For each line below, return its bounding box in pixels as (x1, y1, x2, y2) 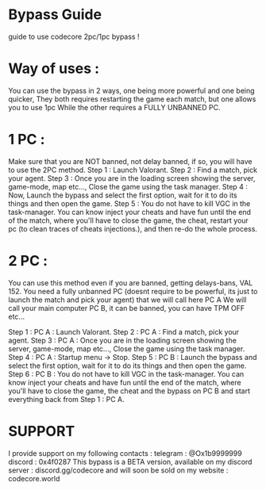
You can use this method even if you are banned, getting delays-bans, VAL (8, 278, 253, 287)
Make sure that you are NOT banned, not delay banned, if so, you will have (8, 156, 253, 166)
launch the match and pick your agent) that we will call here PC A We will (8, 295, 247, 304)
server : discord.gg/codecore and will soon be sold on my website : (8, 465, 229, 475)
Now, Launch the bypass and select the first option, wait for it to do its (8, 190, 237, 200)
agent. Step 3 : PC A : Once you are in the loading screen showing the (8, 335, 237, 345)
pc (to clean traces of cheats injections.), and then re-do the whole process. (8, 224, 258, 233)
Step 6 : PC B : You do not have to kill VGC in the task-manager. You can (8, 369, 245, 378)
